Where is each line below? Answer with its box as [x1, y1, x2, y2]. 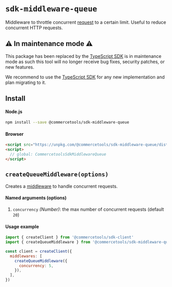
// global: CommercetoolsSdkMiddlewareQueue [10, 152, 106, 157]
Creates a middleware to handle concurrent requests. [5, 183, 118, 189]
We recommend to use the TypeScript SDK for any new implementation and [5, 74, 165, 80]
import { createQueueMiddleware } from [5, 240, 91, 245]
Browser [5, 131, 24, 137]
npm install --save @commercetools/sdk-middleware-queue [5, 120, 130, 125]
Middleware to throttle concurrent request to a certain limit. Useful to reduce [5, 19, 166, 25]
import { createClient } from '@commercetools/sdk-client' [5, 235, 134, 240]
